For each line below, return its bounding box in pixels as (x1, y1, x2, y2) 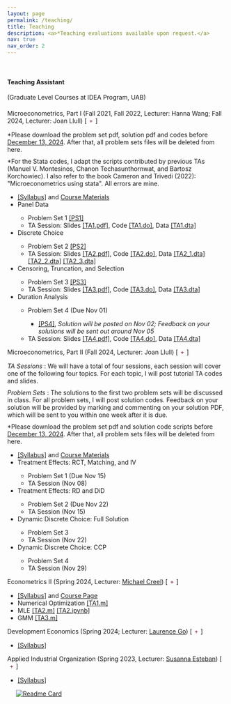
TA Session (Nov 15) (27, 507, 86, 516)
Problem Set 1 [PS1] (27, 214, 84, 222)
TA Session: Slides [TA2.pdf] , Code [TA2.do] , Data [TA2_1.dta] (27, 250, 205, 258)
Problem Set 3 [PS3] (27, 278, 87, 286)
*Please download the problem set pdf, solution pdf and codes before (7, 130, 209, 139)
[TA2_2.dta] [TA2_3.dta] (27, 257, 96, 266)
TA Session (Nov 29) (27, 564, 87, 572)
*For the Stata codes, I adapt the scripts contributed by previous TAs (7, 158, 205, 166)
